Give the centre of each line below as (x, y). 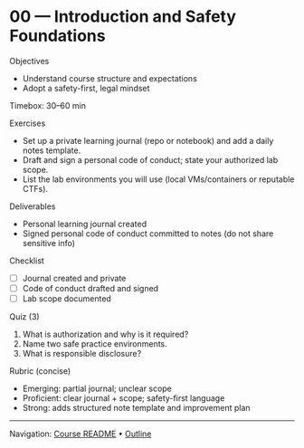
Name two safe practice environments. (95, 344)
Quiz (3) (24, 317)
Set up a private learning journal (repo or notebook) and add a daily (148, 140)
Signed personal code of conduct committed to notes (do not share (148, 234)
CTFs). (35, 188)
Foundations (57, 36)
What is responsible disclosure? (82, 354)
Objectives (29, 61)
